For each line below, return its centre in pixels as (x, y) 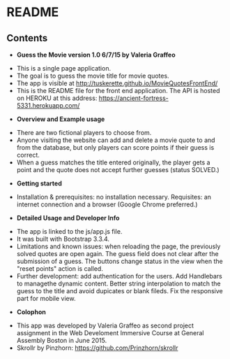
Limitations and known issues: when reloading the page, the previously (118, 246)
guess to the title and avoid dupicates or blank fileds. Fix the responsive (120, 291)
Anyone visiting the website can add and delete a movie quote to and (116, 140)
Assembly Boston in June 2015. (62, 340)
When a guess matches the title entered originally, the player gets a (113, 162)
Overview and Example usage (61, 119)
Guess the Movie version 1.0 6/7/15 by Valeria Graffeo (96, 55)
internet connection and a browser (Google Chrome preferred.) (107, 204)
